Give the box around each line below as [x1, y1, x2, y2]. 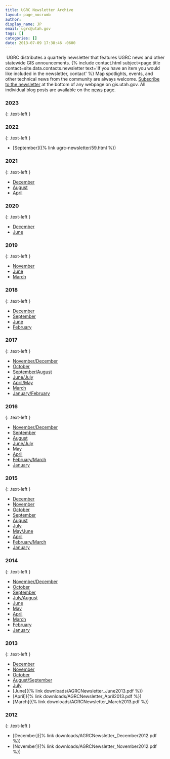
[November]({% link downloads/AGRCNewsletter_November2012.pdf [12, 743, 157, 749]
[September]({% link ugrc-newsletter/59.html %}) [12, 145, 116, 151]
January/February [12, 390, 50, 396]
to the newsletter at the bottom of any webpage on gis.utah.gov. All [5, 81, 146, 87]
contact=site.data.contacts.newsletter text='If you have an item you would [5, 65, 160, 71]
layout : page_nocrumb [5, 12, 51, 17]
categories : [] [5, 36, 37, 41]
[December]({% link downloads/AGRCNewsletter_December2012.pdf [12, 733, 157, 739]
